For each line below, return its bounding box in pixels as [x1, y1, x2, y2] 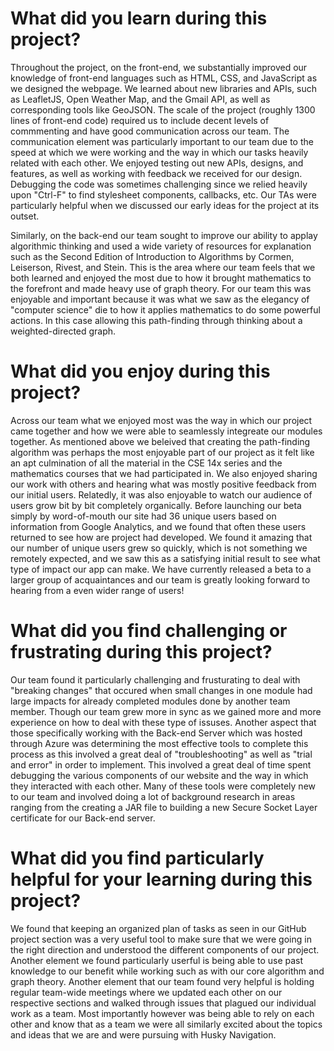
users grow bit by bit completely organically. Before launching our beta [10, 499, 302, 511]
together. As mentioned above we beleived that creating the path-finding [10, 435, 311, 447]
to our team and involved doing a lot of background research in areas [10, 790, 296, 802]
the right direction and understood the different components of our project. [10, 943, 320, 956]
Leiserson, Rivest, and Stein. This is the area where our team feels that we [10, 261, 316, 273]
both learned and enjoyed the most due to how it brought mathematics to [10, 272, 312, 284]
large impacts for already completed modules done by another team [10, 695, 291, 707]
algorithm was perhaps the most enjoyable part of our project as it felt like [10, 446, 315, 458]
